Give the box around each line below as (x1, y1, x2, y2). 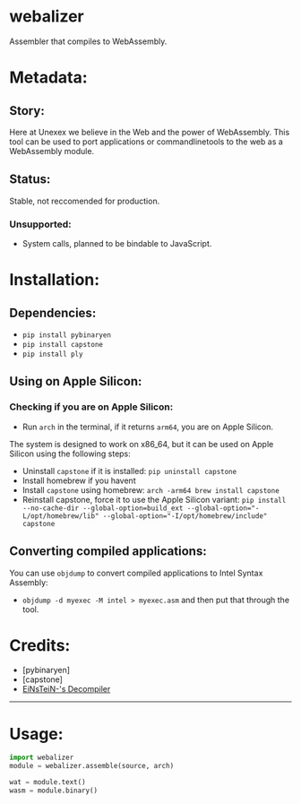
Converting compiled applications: (9, 544, 208, 559)
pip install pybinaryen (21, 331, 112, 340)
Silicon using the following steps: (9, 448, 132, 459)
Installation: (9, 270, 100, 290)
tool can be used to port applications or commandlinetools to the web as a (9, 136, 284, 147)
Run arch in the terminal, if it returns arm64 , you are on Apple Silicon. (21, 421, 273, 432)
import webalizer (9, 753, 74, 763)
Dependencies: (9, 305, 97, 320)
